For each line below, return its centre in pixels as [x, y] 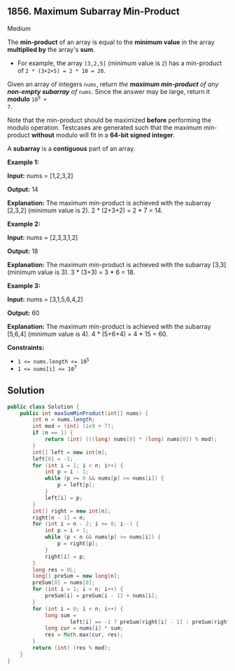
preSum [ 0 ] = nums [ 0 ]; [64, 583]
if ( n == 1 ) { [53, 433]
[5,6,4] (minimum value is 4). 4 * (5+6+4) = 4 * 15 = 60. [87, 334]
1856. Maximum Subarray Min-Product [94, 12]
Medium [19, 28]
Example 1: [23, 162]
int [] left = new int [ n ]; [70, 452]
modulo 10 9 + [27, 99]
